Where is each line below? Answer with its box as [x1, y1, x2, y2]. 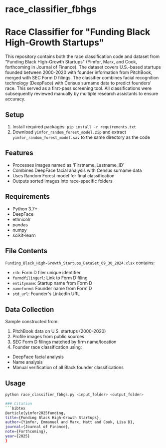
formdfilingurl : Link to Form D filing [12, 275, 88, 281]
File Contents [5, 246, 48, 255]
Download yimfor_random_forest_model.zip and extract [12, 129, 126, 135]
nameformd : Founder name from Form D [12, 286, 92, 292]
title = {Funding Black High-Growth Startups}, [5, 415, 101, 420]
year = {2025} [5, 434, 30, 439]
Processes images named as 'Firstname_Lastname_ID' [12, 162, 125, 168]
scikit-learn [12, 232, 36, 238]
